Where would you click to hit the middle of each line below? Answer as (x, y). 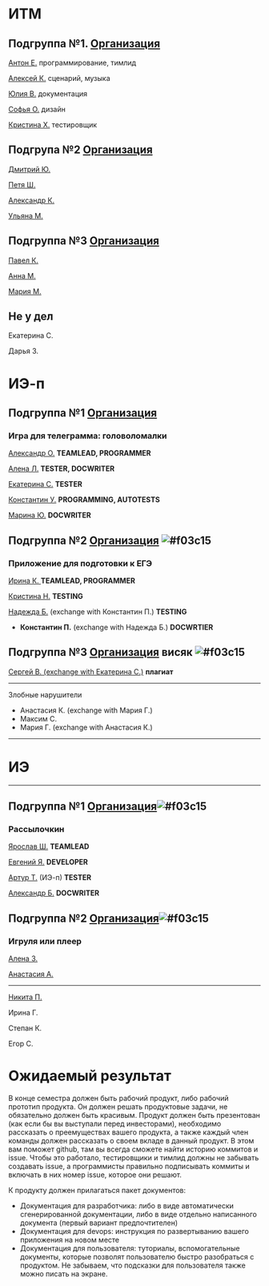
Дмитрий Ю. (29, 169)
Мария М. (25, 291)
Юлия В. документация (48, 94)
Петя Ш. (22, 184)
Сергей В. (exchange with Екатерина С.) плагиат (91, 671)
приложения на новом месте (70, 1240)
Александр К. (31, 200)
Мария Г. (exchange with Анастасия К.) (86, 727)
